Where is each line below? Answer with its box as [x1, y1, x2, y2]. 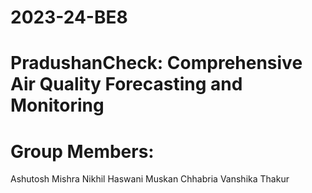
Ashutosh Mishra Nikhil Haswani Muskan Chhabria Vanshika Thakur [10, 173, 290, 185]
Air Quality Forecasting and [10, 73, 243, 96]
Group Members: [10, 140, 155, 163]
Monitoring [10, 94, 105, 117]
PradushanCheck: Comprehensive [10, 52, 303, 75]
